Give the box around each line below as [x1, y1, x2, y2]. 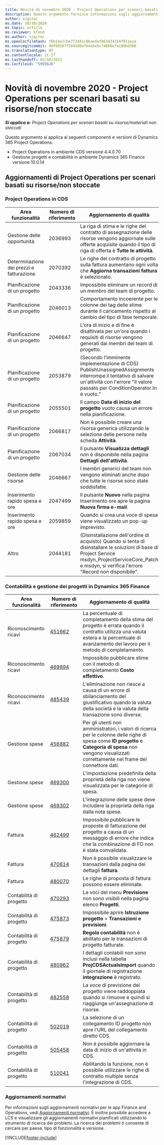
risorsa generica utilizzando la [80, 424, 149, 431]
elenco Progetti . [82, 901, 120, 908]
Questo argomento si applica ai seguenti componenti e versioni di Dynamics [5, 134, 158, 140]
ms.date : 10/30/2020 [5, 21, 47, 26]
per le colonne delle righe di [82, 731, 147, 738]
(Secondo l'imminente [80, 354, 131, 360]
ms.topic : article [5, 25, 42, 30]
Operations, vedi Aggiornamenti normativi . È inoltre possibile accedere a [5, 1110, 151, 1116]
